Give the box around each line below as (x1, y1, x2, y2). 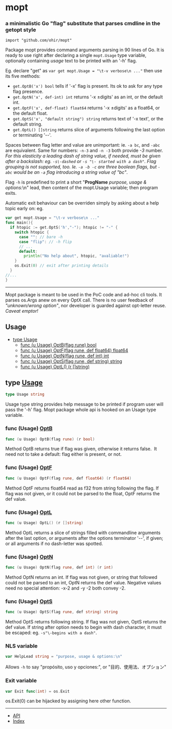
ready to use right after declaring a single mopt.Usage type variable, (5, 52, 147, 58)
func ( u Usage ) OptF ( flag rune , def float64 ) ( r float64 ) (5, 476, 132, 481)
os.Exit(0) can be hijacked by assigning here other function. (5, 698, 132, 704)
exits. (5, 190, 17, 196)
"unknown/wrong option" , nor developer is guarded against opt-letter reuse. (5, 302, 166, 309)
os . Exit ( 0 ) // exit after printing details (14, 263, 109, 268)
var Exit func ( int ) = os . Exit (5, 688, 70, 694)
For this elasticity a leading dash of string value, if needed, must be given (5, 153, 161, 159)
